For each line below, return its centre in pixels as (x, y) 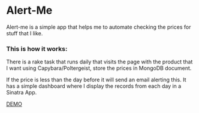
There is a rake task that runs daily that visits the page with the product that (99, 62)
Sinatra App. (22, 93)
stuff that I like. (25, 33)
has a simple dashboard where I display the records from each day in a (94, 86)
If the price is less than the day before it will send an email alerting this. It (96, 80)
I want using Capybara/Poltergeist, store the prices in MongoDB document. (99, 68)
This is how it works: (37, 48)
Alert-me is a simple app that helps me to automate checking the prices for (99, 27)
